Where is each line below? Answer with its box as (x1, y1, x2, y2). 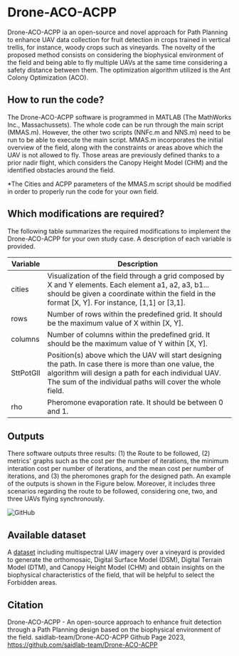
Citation (7, 599, 44, 611)
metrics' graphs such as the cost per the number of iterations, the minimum (7, 457, 229, 465)
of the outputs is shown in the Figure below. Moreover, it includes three (7, 479, 216, 488)
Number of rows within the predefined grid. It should (47, 309, 223, 319)
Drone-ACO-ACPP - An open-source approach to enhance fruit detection (7, 618, 222, 626)
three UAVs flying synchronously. (7, 494, 105, 503)
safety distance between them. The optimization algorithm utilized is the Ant (7, 66, 231, 74)
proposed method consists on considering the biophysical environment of (7, 51, 224, 59)
